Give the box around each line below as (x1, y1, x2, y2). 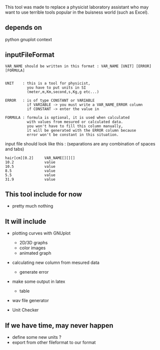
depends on (5, 23, 42, 32)
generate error (19, 269, 49, 275)
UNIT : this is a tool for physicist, (5, 81, 91, 86)
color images (19, 245, 46, 251)
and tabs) (5, 146, 24, 152)
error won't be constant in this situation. (26, 132, 119, 137)
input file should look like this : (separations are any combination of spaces (5, 140, 156, 146)
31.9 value (5, 177, 56, 182)
